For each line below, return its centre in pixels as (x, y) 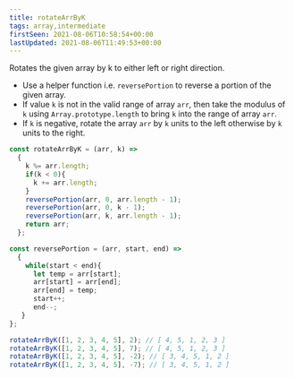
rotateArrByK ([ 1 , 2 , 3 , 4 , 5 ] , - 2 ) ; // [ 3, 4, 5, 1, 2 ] (120, 357)
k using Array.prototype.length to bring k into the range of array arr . (149, 114)
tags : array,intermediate (57, 26)
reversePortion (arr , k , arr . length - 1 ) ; (103, 216)
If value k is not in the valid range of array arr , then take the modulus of (154, 105)
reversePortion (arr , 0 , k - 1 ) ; (85, 208)
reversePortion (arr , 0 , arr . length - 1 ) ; (103, 199)
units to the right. (54, 133)
